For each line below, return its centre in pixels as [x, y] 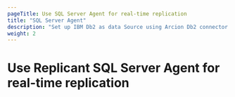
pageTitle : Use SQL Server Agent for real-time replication [97, 14]
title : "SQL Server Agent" [47, 20]
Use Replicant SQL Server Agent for [114, 68]
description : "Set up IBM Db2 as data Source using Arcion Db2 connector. [119, 27]
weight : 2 [22, 33]
